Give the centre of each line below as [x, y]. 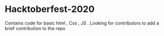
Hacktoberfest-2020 [50, 9]
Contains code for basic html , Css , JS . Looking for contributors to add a [82, 23]
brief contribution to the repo [35, 28]
